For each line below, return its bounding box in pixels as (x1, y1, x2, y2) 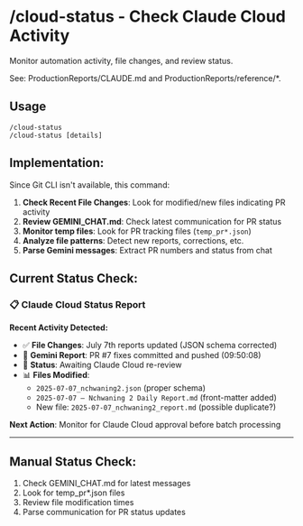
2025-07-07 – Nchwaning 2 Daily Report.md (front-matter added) (35, 392, 277, 403)
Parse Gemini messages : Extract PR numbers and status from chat (22, 245, 273, 255)
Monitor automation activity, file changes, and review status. (9, 55, 234, 66)
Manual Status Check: (9, 454, 137, 469)
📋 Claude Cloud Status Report (9, 298, 146, 310)
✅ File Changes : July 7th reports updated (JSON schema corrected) (22, 340, 278, 351)
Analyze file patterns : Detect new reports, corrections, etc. (22, 235, 244, 245)
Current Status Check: (9, 271, 138, 286)
